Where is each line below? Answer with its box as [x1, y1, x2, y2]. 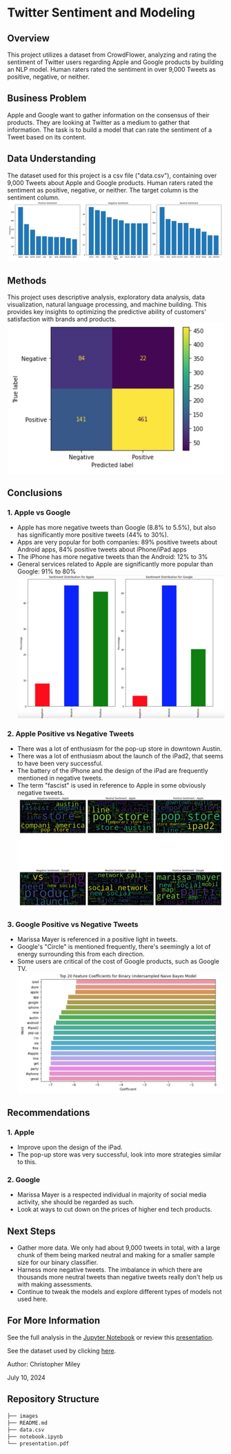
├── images [7, 1413, 39, 1419]
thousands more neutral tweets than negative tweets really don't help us [17, 1273, 223, 1281]
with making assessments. [17, 1280, 93, 1288]
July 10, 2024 [7, 1373, 46, 1382]
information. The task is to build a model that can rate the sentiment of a [7, 126, 212, 134]
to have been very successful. [17, 759, 103, 767]
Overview [7, 32, 50, 44]
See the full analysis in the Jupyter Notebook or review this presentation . [7, 1333, 214, 1342]
